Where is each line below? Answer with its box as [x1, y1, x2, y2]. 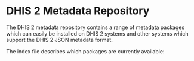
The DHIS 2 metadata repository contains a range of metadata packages [6, 24, 185, 31]
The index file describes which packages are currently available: [6, 47, 165, 54]
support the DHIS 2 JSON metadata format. [6, 36, 113, 43]
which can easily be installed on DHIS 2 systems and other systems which [6, 30, 189, 37]
